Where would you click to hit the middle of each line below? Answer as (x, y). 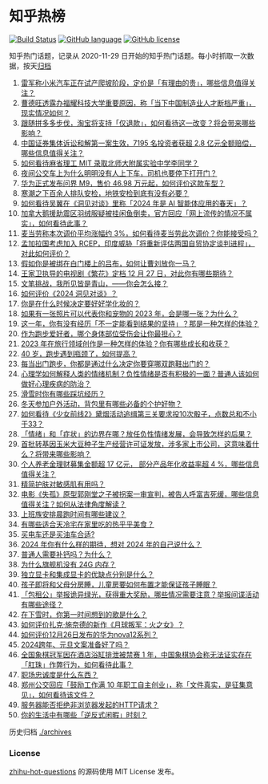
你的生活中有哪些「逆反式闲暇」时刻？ (84, 714)
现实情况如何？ (45, 112)
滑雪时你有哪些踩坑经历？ (63, 393)
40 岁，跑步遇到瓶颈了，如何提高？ (79, 353)
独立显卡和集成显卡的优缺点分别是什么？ (87, 574)
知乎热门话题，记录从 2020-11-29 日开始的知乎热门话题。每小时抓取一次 (128, 55)
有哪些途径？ (42, 604)
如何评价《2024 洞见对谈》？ (69, 293)
